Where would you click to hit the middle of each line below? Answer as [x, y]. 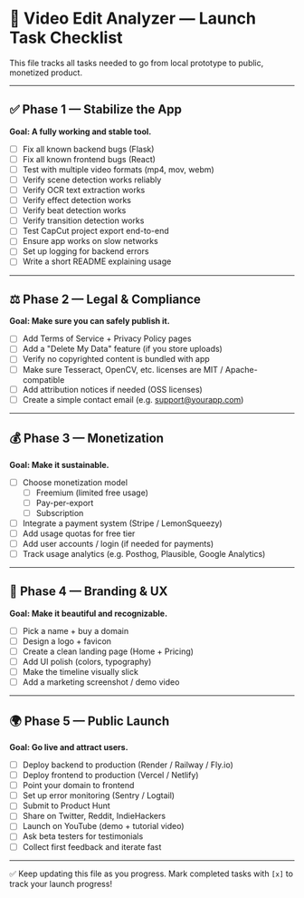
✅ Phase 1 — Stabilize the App [96, 109]
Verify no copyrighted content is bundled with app [116, 359]
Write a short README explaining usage [97, 261]
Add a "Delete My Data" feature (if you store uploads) [123, 349]
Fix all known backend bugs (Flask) [88, 149]
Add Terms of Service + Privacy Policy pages [107, 338]
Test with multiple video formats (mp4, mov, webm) [118, 169]
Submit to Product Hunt [66, 805]
